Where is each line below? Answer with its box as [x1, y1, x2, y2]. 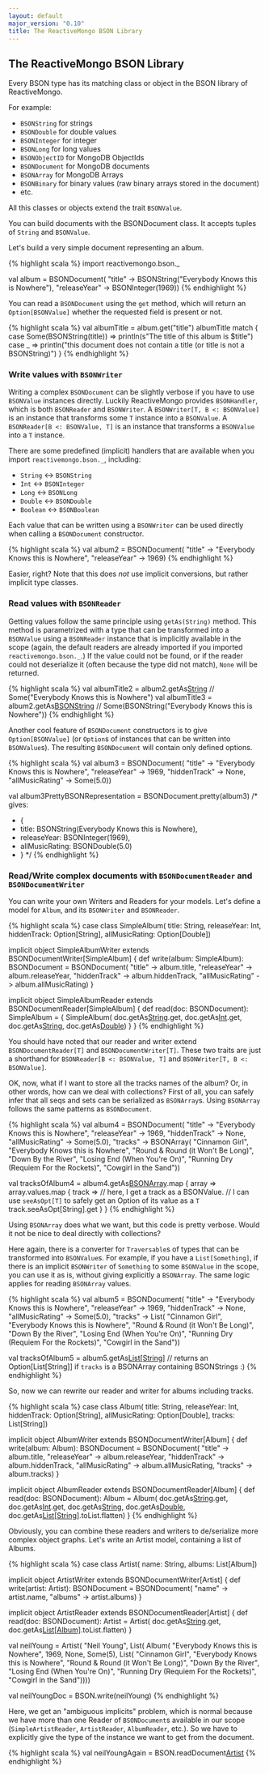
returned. [8, 667, 40, 677]
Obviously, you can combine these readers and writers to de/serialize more [8, 1526, 258, 1536]
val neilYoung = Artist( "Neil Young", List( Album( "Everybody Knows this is [8, 1641, 258, 1651]
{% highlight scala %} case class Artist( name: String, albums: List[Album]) [8, 1559, 258, 1569]
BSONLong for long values [19, 144, 101, 154]
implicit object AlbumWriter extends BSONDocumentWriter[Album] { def [8, 1435, 248, 1444]
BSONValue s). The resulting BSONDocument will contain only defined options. [8, 742, 253, 752]
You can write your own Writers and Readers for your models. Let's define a [8, 897, 261, 906]
